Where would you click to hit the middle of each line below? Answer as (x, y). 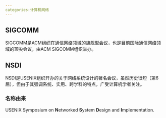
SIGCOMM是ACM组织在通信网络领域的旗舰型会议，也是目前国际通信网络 (81, 43)
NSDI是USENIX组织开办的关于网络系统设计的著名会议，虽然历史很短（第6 (82, 78)
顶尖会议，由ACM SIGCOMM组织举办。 (55, 49)
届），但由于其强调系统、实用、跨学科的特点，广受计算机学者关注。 (75, 84)
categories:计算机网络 (27, 10)
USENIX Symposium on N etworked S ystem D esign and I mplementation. (80, 110)
